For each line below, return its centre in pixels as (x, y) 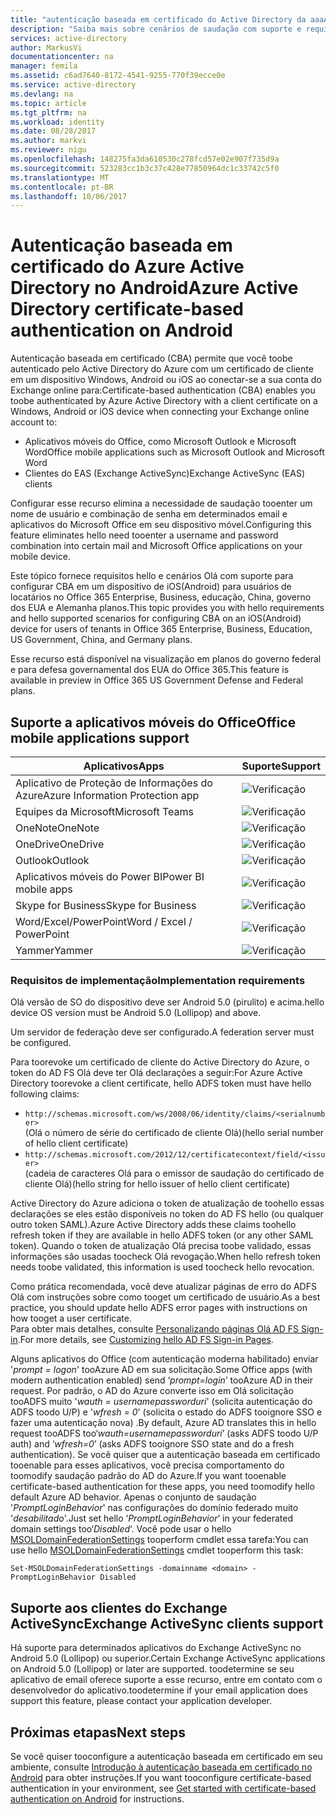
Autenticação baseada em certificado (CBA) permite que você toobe (151, 358)
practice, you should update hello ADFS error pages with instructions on (159, 1308)
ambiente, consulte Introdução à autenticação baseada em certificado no (161, 1767)
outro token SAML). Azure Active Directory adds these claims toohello (153, 1225)
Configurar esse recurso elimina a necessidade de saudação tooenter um (161, 503)
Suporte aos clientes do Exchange (119, 1607)
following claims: (45, 1094)
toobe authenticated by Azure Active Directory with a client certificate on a (164, 401)
